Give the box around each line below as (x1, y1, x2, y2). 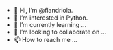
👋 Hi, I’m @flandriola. (13, 7, 73, 14)
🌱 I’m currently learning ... (13, 21, 87, 28)
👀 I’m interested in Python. (13, 14, 88, 22)
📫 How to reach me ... (13, 36, 77, 43)
